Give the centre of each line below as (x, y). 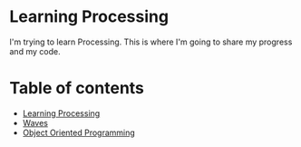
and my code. (35, 51)
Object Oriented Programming (79, 132)
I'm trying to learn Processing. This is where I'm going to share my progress (151, 42)
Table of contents (77, 88)
